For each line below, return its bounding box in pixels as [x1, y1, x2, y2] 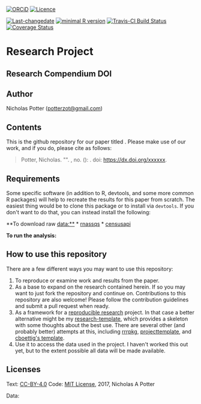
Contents [6, 122, 42, 132]
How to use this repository [6, 249, 107, 259]
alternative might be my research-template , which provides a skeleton [14, 315, 188, 322]
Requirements [6, 173, 60, 184]
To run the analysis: [6, 232, 57, 240]
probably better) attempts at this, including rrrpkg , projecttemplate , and [14, 328, 192, 335]
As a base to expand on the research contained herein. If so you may [14, 283, 186, 291]
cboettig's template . [14, 334, 65, 342]
